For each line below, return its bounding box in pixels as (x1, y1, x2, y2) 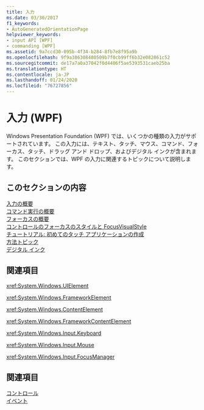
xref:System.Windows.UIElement (6, 282, 89, 289)
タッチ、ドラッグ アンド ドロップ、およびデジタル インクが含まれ (27, 147, 192, 155)
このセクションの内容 (6, 183, 86, 193)
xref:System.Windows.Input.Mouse (6, 341, 94, 348)
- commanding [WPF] (6, 43, 56, 49)
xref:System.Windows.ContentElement (6, 306, 104, 313)
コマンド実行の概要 (6, 207, 55, 214)
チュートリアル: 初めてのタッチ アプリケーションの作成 (6, 230, 144, 238)
